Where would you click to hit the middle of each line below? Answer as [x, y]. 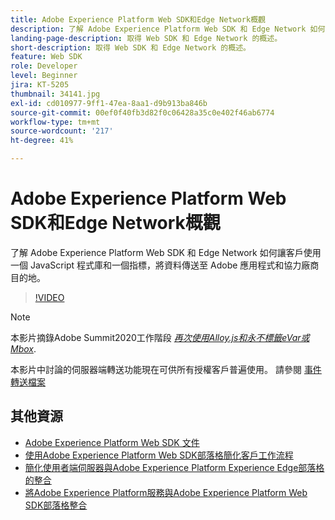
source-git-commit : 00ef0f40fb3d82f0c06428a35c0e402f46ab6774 [142, 112]
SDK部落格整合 [56, 505]
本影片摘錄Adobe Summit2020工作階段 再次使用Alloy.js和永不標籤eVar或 [160, 337]
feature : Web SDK [46, 57]
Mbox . [23, 348]
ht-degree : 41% [42, 141]
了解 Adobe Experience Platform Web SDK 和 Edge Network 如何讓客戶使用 [166, 252]
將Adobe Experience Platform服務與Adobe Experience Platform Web [166, 492]
